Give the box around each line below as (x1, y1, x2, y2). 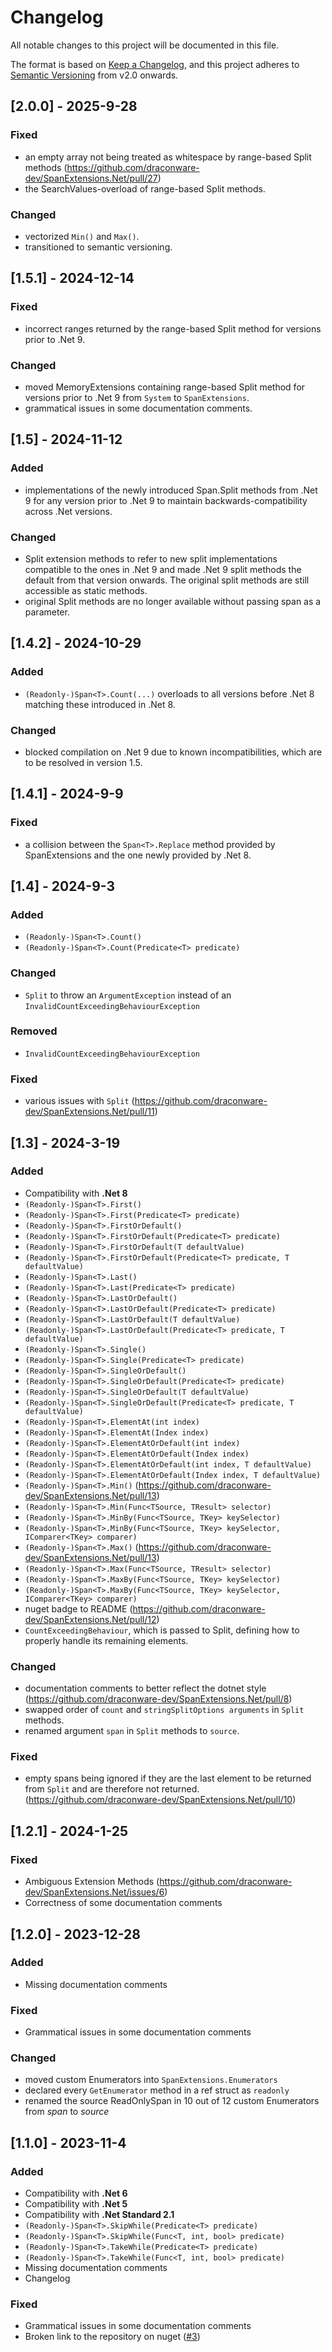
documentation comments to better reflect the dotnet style (24, 1682, 267, 1695)
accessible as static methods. (24, 584, 148, 596)
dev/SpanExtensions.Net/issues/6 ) (24, 1886, 168, 1898)
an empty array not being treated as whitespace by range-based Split (24, 151, 312, 163)
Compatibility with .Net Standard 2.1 (24, 2209, 175, 2221)
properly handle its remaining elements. (24, 1634, 189, 1646)
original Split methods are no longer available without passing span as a (24, 595, 322, 607)
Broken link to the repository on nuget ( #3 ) (24, 2331, 201, 2343)
